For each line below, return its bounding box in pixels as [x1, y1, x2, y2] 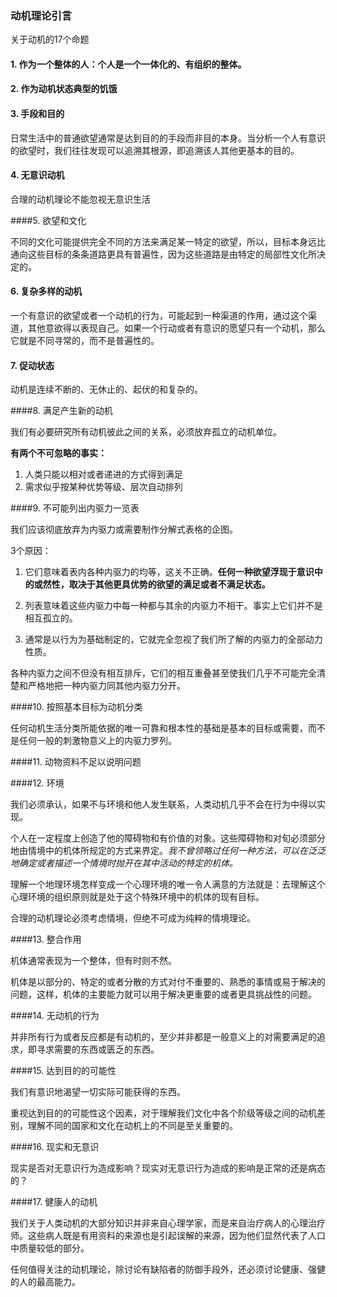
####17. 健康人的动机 [10, 1196, 98, 1208]
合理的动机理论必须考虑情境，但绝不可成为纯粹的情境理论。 [10, 912, 256, 924]
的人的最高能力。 [10, 1276, 81, 1288]
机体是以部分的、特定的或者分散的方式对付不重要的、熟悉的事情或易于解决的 [10, 976, 326, 988]
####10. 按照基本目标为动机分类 [10, 701, 143, 713]
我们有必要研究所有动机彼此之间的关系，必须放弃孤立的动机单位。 [10, 426, 282, 438]
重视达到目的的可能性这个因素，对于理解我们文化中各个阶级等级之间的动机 [10, 1107, 317, 1119]
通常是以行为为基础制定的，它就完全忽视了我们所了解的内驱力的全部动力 [24, 633, 323, 646]
